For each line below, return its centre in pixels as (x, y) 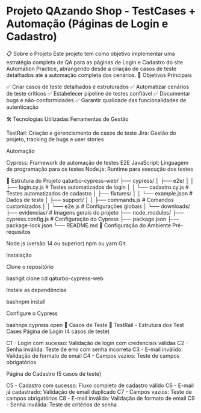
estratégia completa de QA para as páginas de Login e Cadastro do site (95, 62)
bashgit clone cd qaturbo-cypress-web (55, 278)
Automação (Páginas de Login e (87, 24)
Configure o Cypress (32, 313)
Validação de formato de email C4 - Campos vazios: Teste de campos (93, 355)
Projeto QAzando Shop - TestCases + (101, 11)
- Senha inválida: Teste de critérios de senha (62, 405)
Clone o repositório (30, 266)
